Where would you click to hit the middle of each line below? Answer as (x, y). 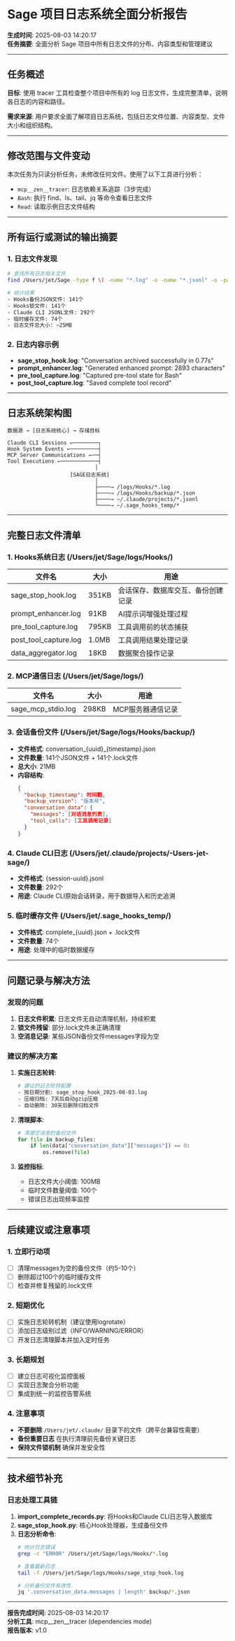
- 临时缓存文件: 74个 (35, 319)
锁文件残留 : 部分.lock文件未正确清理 (69, 1027)
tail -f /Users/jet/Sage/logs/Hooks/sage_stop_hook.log (100, 1573)
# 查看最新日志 (36, 1566)
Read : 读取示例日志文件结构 (56, 206)
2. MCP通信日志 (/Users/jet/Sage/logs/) (76, 676)
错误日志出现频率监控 (58, 1199)
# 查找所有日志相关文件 (37, 274)
